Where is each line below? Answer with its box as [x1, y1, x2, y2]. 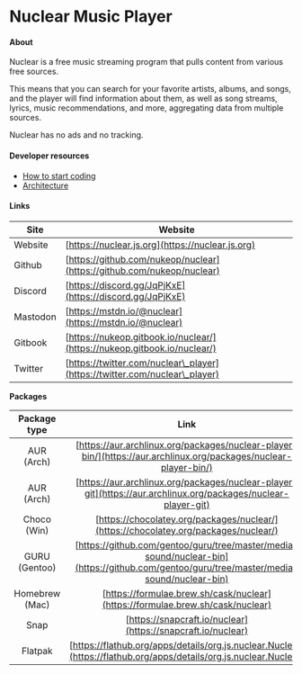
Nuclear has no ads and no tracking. [9, 130, 144, 140]
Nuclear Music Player [9, 6, 173, 27]
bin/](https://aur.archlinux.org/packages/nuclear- [81, 450, 292, 463]
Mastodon [13, 310, 57, 323]
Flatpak [21, 644, 53, 657]
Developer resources [9, 150, 90, 161]
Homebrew [13, 587, 61, 599]
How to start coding [22, 170, 96, 181]
